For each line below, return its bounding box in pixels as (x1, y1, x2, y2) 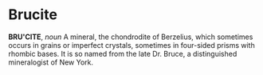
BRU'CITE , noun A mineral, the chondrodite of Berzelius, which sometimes (8, 32, 253, 41)
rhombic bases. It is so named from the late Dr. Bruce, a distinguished (8, 49, 237, 58)
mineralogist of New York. (8, 57, 94, 67)
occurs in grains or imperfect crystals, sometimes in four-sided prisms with (8, 40, 255, 49)
